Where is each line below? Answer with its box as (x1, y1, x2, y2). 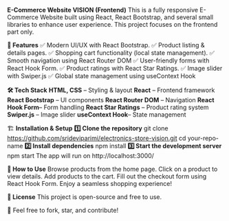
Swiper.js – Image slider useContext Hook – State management (7, 110, 187, 119)
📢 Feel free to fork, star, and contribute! (7, 206, 119, 214)
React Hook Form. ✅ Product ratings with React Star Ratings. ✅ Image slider (7, 65, 223, 72)
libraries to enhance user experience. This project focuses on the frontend (7, 21, 218, 28)
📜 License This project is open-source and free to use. (7, 193, 162, 201)
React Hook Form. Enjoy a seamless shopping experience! (7, 180, 173, 187)
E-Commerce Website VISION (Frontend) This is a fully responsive (7, 6, 198, 14)
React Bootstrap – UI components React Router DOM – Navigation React (7, 96, 215, 104)
